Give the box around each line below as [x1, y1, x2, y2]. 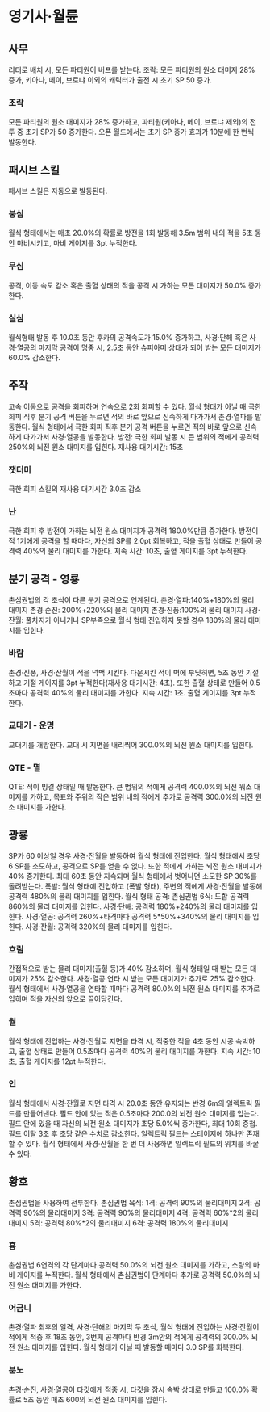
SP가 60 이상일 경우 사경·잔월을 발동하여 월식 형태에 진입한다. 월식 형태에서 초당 [8, 851, 260, 860]
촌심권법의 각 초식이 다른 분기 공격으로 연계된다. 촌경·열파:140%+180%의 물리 [8, 595, 255, 605]
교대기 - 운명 [8, 720, 55, 731]
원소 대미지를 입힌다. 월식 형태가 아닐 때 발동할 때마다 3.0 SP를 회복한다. [16, 1343, 244, 1352]
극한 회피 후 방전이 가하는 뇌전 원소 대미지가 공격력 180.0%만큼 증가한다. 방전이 [8, 526, 259, 536]
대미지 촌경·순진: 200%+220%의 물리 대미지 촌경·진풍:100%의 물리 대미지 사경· [8, 605, 260, 615]
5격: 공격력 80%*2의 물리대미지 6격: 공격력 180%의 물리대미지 [29, 1217, 229, 1228]
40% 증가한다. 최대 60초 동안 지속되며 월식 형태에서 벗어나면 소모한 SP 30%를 [8, 871, 258, 880]
